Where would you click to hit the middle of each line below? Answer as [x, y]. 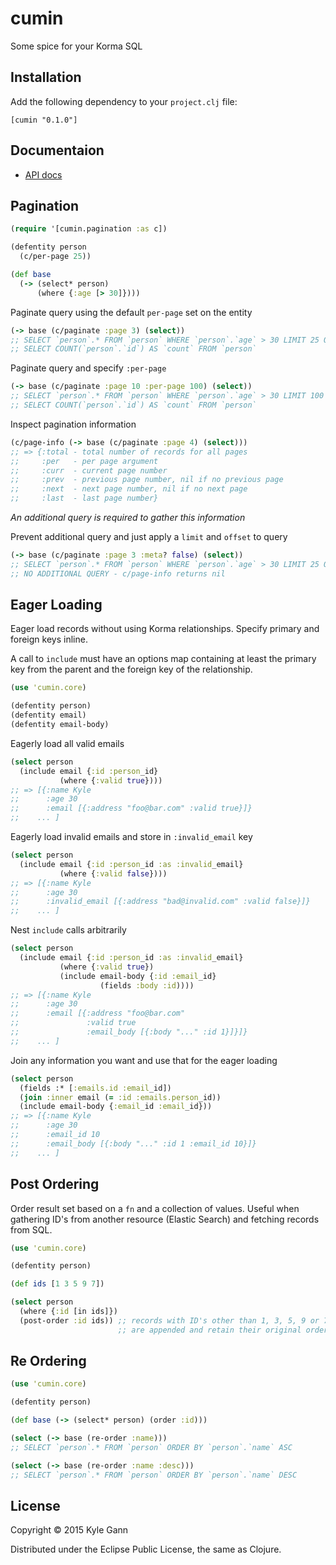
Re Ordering [48, 1361]
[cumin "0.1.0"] [44, 120]
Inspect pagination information [73, 424]
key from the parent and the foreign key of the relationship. [131, 669]
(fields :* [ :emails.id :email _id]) [95, 1088]
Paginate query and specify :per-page [88, 368]
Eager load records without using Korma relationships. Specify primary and [165, 629]
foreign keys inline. [49, 639]
